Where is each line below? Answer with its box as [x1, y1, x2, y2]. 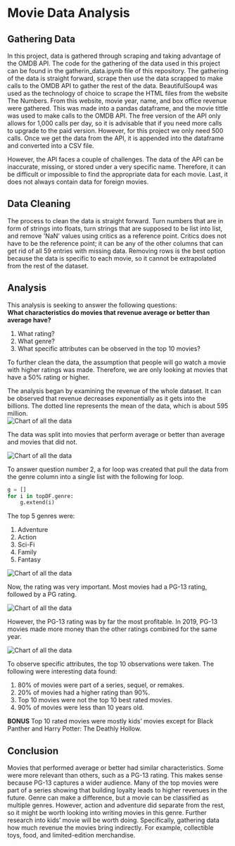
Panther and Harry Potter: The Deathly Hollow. [7, 724, 142, 733]
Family [17, 548, 37, 556]
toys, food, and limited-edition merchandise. [7, 831, 136, 840]
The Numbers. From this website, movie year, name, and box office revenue [7, 97, 227, 105]
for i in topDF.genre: [7, 492, 74, 499]
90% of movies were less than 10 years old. [17, 703, 144, 712]
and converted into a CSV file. [7, 142, 94, 149]
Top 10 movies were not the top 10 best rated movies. [17, 696, 172, 704]
